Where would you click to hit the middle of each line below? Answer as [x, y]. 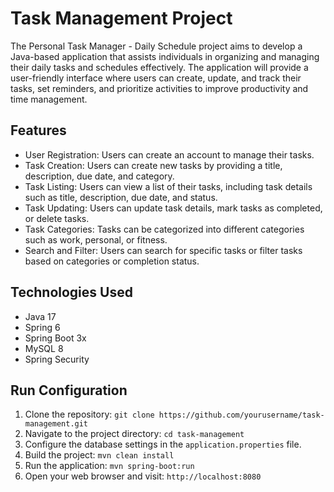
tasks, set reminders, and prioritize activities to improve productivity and [159, 88]
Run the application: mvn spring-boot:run [109, 466]
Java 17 [40, 316]
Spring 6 [42, 327]
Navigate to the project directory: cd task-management [134, 434]
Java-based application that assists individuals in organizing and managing [165, 56]
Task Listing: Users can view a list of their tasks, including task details [168, 186]
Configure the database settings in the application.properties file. [163, 444]
